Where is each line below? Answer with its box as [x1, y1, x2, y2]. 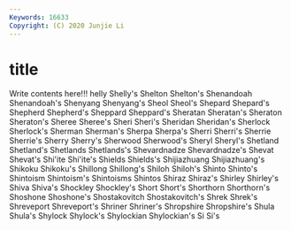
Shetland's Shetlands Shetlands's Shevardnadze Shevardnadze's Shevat [9, 145, 274, 156]
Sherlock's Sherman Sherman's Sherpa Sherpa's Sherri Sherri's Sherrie [9, 126, 272, 137]
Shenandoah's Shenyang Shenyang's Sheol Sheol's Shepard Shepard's [9, 98, 270, 109]
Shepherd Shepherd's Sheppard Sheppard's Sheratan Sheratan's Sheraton [9, 107, 283, 118]
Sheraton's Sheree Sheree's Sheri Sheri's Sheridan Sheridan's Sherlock [9, 117, 271, 127]
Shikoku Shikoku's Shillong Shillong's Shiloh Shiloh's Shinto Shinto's [9, 164, 258, 174]
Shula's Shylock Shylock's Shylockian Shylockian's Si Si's [9, 211, 220, 221]
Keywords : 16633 [9, 12, 69, 22]
